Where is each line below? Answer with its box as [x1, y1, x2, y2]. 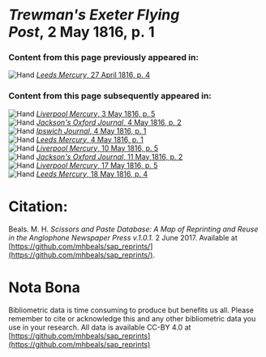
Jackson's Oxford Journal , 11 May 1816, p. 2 [36, 151, 183, 161]
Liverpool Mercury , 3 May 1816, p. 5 [36, 108, 156, 118]
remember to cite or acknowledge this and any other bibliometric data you [8, 313, 256, 323]
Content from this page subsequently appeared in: [8, 91, 212, 102]
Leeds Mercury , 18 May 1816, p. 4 [36, 168, 148, 179]
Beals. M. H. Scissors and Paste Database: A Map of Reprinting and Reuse [8, 224, 259, 234]
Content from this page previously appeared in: [8, 52, 199, 63]
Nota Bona [8, 278, 81, 296]
